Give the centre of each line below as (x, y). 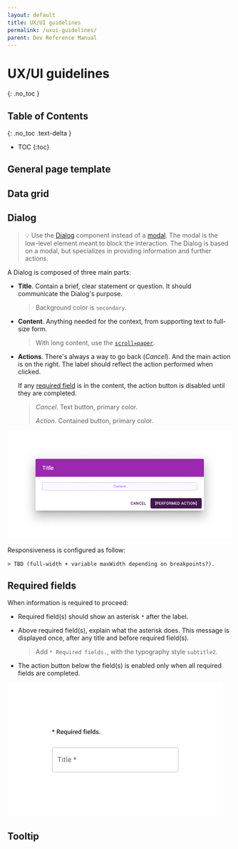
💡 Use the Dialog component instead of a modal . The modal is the (121, 235)
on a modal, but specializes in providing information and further (118, 250)
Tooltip (23, 836)
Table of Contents (48, 116)
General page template (59, 169)
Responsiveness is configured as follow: (67, 550)
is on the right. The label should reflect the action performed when (115, 364)
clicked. (29, 372)
